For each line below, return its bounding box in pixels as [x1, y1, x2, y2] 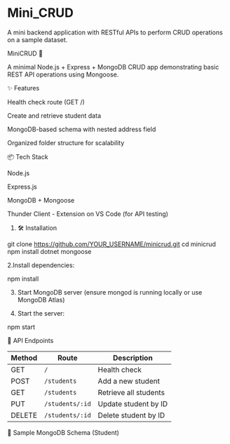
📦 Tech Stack [7, 152, 48, 161]
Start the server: [17, 309, 65, 317]
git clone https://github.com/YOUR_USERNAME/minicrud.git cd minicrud [7, 240, 216, 248]
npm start [7, 323, 36, 331]
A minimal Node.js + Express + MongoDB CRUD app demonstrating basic [7, 62, 219, 71]
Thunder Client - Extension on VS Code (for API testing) [7, 209, 168, 218]
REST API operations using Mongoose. [7, 70, 119, 79]
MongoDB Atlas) [17, 295, 65, 304]
